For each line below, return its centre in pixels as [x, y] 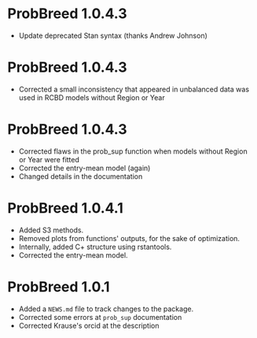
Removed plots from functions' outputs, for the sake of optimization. [129, 238]
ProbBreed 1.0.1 [59, 286]
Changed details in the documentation [81, 176]
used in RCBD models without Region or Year [92, 97]
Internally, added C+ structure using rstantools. [95, 247]
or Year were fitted [49, 159]
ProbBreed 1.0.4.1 [65, 208]
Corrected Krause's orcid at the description [89, 325]
